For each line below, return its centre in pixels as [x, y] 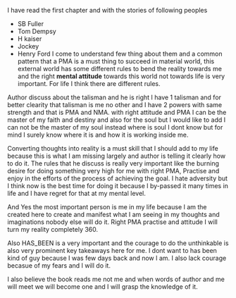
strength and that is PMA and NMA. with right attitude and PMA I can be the [117, 112]
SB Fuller [31, 24]
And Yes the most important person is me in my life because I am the [107, 207]
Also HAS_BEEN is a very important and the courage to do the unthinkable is [118, 243]
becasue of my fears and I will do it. [59, 266]
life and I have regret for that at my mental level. [76, 193]
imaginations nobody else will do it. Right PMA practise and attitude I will [113, 222]
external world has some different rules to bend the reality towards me [119, 69]
